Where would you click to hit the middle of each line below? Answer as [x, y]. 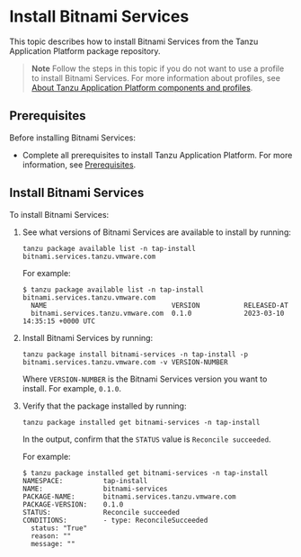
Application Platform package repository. [85, 50]
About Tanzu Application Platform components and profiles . [142, 87]
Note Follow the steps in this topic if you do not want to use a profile [158, 68]
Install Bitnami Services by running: [88, 337]
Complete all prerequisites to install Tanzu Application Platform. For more [157, 155]
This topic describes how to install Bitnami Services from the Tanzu [134, 41]
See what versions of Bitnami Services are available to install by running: [157, 232]
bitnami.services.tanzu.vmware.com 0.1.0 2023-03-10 [158, 313]
